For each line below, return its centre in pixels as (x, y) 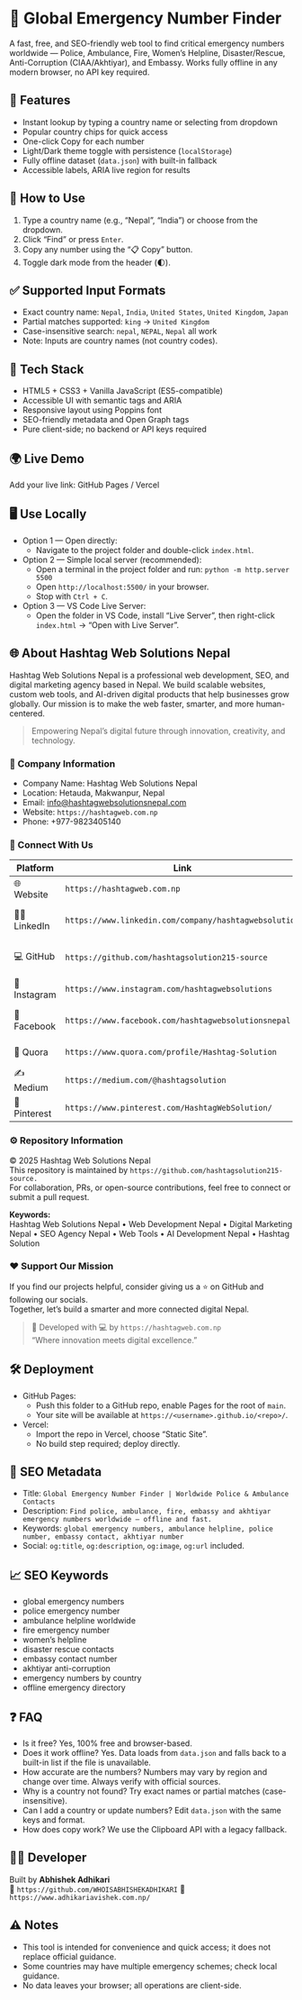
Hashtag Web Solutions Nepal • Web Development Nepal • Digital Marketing (151, 1223)
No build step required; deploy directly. (108, 1443)
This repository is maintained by (69, 1169)
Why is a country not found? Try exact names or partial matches (141, 1791)
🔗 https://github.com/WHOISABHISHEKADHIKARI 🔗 (98, 1889)
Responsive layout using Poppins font (92, 410)
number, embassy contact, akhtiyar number (103, 1537)
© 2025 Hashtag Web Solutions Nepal (80, 1160)
